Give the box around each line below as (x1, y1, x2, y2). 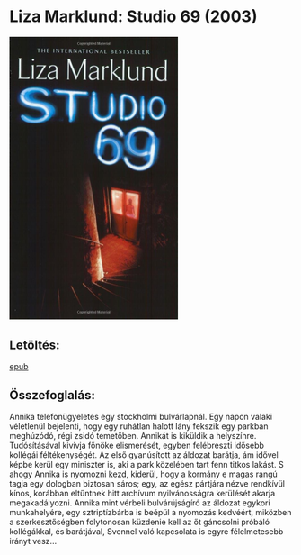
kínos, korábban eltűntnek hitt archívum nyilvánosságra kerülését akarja (9, 488, 276, 499)
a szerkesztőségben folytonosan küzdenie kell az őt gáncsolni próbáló (9, 516, 270, 528)
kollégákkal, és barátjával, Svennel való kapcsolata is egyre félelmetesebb (9, 526, 284, 537)
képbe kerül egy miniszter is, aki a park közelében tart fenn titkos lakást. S (9, 459, 285, 470)
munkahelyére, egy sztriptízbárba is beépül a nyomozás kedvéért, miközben (9, 507, 292, 518)
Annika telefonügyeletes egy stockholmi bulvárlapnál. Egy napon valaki (9, 412, 272, 423)
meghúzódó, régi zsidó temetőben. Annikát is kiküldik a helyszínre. (9, 431, 257, 441)
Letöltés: (9, 337, 60, 352)
